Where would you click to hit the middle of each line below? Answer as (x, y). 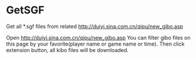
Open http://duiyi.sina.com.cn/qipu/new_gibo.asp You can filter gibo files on (98, 37)
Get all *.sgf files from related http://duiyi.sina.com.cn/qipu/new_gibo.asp (95, 26)
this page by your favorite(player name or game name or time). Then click (95, 44)
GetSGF (25, 10)
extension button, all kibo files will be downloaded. (67, 50)
